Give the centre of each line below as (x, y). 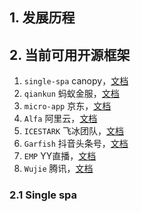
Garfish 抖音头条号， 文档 (76, 144)
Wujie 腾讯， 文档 (58, 169)
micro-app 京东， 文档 (67, 106)
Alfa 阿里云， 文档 (60, 119)
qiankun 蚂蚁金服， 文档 (71, 94)
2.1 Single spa (43, 195)
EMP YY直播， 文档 (60, 156)
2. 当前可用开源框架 (70, 54)
